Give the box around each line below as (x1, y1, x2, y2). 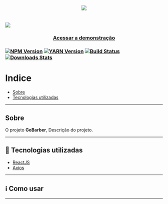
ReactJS (12, 159, 30, 165)
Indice (5, 72, 31, 84)
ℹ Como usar (5, 184, 44, 193)
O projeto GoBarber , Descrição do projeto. (5, 126, 93, 132)
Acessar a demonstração (52, 34, 115, 41)
